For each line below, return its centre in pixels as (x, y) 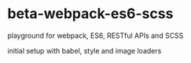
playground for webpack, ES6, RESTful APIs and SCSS (95, 35)
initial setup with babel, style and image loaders (84, 50)
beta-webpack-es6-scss (90, 14)
